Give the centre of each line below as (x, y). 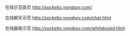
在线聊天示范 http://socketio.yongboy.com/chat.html (58, 18)
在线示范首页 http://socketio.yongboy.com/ (49, 7)
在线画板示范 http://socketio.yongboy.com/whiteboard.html (65, 28)
